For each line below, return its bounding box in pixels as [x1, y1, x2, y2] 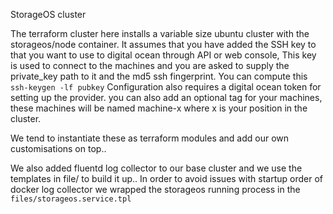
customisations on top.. [10, 143, 107, 154]
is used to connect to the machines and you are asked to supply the [10, 60, 290, 71]
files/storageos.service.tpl [10, 194, 132, 204]
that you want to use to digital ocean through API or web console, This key [10, 49, 317, 61]
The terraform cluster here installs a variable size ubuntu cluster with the [10, 28, 310, 39]
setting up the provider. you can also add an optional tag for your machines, [10, 92, 323, 103]
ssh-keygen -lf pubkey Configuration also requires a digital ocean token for [10, 81, 322, 93]
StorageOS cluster [10, 9, 87, 20]
